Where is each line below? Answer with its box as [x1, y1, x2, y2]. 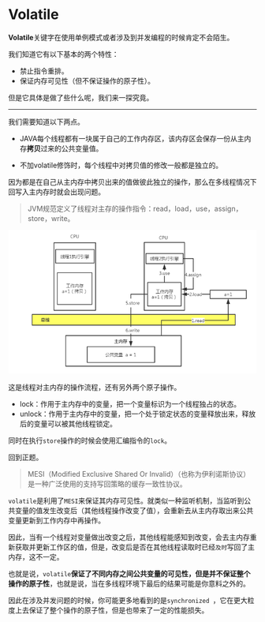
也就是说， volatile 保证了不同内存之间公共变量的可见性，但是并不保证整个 [8, 568, 251, 578]
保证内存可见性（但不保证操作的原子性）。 [19, 76, 155, 85]
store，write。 [27, 213, 75, 223]
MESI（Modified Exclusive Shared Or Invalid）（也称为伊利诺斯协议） [27, 469, 251, 478]
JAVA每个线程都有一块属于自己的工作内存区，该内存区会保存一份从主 [19, 133, 244, 143]
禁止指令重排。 [19, 66, 69, 76]
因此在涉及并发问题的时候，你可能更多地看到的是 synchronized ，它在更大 [8, 595, 248, 605]
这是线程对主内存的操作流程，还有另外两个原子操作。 [8, 382, 181, 392]
